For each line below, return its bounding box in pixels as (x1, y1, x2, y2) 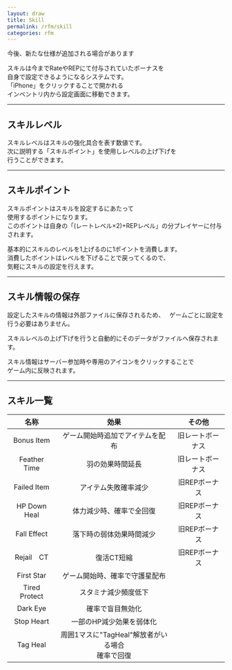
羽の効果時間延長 (86, 459, 142, 468)
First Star (17, 570, 47, 580)
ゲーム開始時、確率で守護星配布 (61, 571, 166, 581)
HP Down (16, 501, 47, 511)
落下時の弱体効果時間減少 (72, 529, 156, 539)
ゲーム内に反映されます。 (7, 366, 79, 374)
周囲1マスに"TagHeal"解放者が (60, 630, 161, 640)
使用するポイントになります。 (7, 213, 92, 221)
